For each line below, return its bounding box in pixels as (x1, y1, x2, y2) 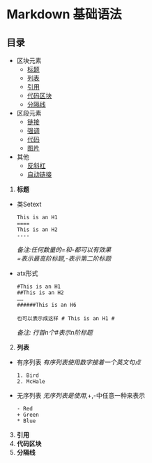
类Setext (16, 200, 42, 208)
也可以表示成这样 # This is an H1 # (16, 315, 115, 322)
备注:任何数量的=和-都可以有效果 (16, 246, 112, 254)
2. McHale (16, 378, 46, 385)
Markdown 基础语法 (6, 6, 123, 22)
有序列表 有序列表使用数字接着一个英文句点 (16, 358, 141, 366)
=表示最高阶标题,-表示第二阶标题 (16, 254, 112, 263)
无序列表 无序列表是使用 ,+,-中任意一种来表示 (16, 392, 146, 399)
